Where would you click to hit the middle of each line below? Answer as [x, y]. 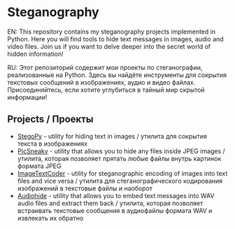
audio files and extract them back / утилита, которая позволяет [110, 203]
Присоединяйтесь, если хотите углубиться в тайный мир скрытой [106, 90]
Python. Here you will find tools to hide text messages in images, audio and [115, 39]
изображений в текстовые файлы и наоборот [85, 188]
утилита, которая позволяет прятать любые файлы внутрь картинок [119, 158]
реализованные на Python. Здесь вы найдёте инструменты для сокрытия [117, 75]
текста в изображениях [52, 144]
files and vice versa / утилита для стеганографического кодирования [120, 181]
